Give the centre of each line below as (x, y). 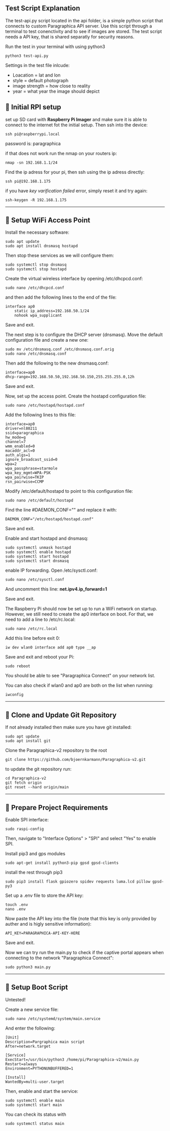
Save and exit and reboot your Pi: (40, 657)
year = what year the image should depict (56, 91)
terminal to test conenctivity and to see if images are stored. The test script (83, 31)
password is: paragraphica (33, 143)
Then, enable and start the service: (42, 1091)
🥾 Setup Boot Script (37, 987)
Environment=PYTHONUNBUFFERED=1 (39, 1068)
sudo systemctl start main (34, 1105)
